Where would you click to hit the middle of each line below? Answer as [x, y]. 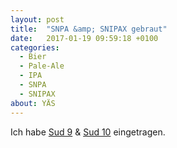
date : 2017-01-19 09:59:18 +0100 [84, 38]
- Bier [33, 57]
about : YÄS [33, 103]
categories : [35, 47]
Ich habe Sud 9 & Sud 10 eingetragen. [88, 132]
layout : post [37, 19]
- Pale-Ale [42, 66]
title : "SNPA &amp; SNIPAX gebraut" [89, 29]
